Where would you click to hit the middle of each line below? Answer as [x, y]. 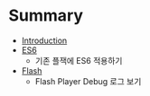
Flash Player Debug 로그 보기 [88, 81]
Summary [46, 16]
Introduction [44, 40]
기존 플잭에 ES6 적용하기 [79, 60]
